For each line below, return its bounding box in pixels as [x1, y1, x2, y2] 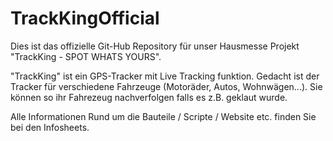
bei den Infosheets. [10, 121, 90, 133]
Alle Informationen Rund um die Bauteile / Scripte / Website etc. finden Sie [10, 110, 317, 122]
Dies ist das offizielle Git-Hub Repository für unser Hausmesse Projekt [10, 40, 300, 52]
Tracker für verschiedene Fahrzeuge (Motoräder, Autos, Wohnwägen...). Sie [10, 80, 323, 92]
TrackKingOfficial [10, 7, 160, 30]
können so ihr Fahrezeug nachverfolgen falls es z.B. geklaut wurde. [10, 91, 288, 103]
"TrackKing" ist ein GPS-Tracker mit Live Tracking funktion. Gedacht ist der [10, 70, 320, 82]
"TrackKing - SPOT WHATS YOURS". [10, 50, 162, 62]
